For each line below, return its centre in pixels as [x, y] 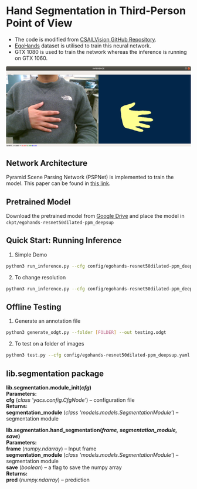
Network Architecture [47, 163]
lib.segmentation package [55, 373]
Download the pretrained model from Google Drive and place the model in [95, 216]
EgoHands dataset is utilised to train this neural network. [83, 46]
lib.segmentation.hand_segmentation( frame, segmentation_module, [92, 430]
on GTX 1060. [31, 58]
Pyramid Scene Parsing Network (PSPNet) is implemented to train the [90, 177]
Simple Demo [31, 254]
